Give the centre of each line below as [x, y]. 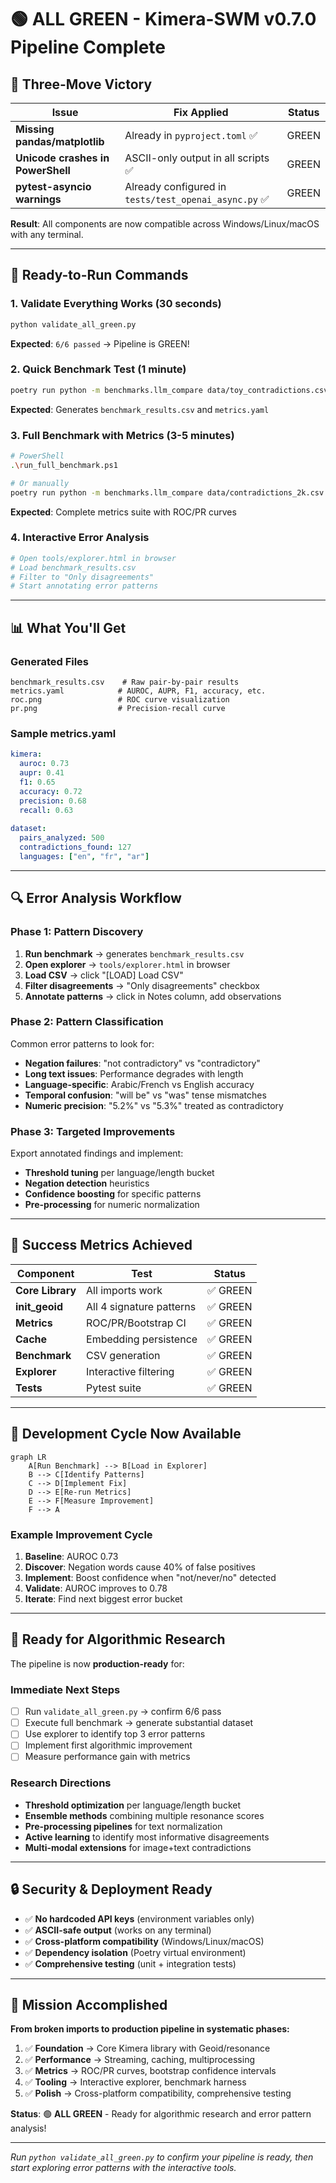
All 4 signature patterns [141, 1306]
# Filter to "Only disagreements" [82, 577]
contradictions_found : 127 [75, 847]
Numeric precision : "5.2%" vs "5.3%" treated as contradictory [154, 1105]
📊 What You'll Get [68, 627]
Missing [35, 129]
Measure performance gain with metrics [107, 1757]
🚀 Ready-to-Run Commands [99, 275]
